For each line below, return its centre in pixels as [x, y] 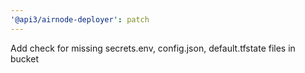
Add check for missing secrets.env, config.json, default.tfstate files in [153, 48]
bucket [24, 58]
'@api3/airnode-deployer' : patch [80, 19]
